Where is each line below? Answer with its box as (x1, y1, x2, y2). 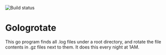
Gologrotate (5, 22, 56, 33)
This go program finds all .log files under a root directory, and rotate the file (5, 38, 161, 44)
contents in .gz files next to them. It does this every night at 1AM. (5, 44, 140, 50)
